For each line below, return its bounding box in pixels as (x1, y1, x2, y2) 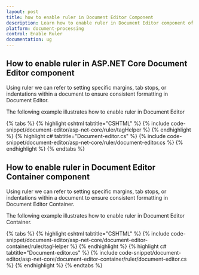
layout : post (6, 8, 39, 15)
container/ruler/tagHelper (6, 243, 69, 250)
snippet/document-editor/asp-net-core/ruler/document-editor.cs (6, 139, 166, 146)
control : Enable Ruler (6, 31, 63, 37)
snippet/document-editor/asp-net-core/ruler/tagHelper (6, 126, 142, 133)
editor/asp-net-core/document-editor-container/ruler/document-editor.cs (6, 255, 187, 262)
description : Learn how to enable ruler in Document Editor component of (6, 20, 194, 26)
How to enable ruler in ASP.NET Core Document (6, 59, 188, 69)
